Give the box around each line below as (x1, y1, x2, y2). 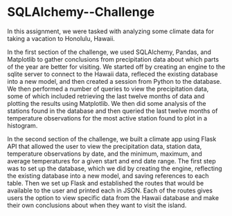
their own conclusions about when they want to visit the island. (7, 201, 187, 209)
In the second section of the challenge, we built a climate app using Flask (7, 134, 217, 143)
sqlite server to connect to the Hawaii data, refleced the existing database (7, 70, 218, 78)
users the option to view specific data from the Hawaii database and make (7, 193, 220, 201)
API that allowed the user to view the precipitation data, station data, (7, 142, 202, 150)
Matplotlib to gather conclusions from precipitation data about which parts (7, 55, 220, 63)
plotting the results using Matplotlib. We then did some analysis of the (7, 99, 206, 107)
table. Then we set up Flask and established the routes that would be (7, 179, 204, 187)
